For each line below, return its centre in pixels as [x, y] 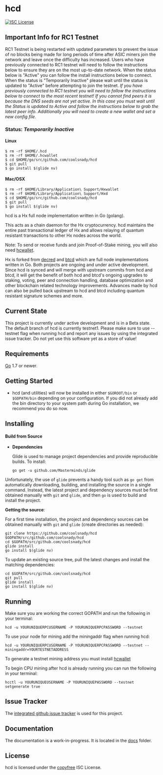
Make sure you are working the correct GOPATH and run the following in [78, 613]
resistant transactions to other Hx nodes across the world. [63, 235]
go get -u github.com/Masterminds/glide [54, 471]
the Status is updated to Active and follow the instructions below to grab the [82, 106]
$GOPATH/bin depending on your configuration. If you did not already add [85, 398]
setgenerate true [23, 687]
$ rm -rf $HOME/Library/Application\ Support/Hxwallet [62, 189]
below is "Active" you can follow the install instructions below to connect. [79, 75]
